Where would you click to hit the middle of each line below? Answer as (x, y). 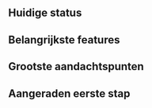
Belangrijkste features (64, 40)
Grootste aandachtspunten (76, 67)
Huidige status (45, 13)
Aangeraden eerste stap (69, 93)
